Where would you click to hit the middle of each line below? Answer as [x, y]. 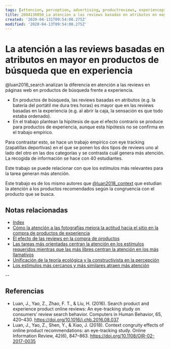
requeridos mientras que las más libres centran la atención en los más [86, 249]
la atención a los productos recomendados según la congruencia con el [80, 189]
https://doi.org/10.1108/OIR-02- [122, 336]
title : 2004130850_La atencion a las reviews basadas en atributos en [81, 15]
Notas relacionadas [37, 210]
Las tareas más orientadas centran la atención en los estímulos [78, 244]
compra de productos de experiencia [51, 233]
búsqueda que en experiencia [69, 71]
